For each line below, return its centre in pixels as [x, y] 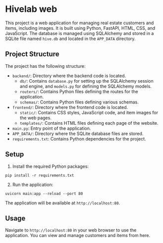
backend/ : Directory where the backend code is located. [69, 76]
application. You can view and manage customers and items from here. [78, 236]
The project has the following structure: [45, 66]
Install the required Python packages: [51, 166]
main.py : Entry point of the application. [52, 128]
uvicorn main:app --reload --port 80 [44, 194]
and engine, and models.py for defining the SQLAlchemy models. [86, 86]
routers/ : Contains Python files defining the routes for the [79, 91]
